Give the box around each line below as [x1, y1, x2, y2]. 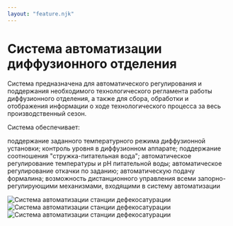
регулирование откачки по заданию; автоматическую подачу [7, 167, 195, 175]
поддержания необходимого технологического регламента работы [7, 86, 212, 95]
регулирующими [7, 182, 58, 190]
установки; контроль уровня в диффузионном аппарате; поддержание [7, 144, 222, 153]
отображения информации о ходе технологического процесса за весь [7, 102, 222, 110]
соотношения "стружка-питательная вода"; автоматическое [7, 151, 192, 160]
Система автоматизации [7, 40, 162, 56]
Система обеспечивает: [7, 123, 80, 131]
